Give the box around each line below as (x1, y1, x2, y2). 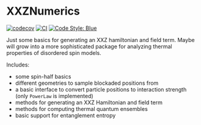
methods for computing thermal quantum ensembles (15, 105, 148, 112)
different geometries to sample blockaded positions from (15, 79, 159, 87)
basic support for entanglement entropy (15, 112, 116, 119)
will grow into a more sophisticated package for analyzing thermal (6, 43, 172, 50)
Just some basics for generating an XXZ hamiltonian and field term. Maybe (6, 36, 195, 43)
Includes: (6, 61, 29, 68)
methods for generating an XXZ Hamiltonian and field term (15, 99, 163, 106)
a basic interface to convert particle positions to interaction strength (15, 85, 187, 93)
